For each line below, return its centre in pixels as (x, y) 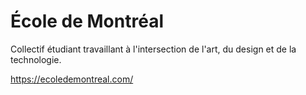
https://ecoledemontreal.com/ (72, 79)
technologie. (36, 59)
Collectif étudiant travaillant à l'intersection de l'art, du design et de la (153, 49)
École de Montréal (87, 21)
